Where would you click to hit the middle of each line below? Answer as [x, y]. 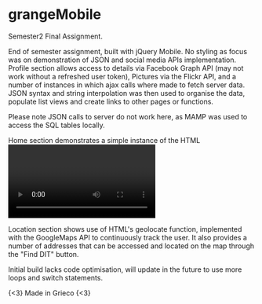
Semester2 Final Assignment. [56, 36]
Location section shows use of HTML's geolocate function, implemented [125, 229]
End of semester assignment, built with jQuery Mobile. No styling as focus [128, 51]
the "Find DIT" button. [44, 254]
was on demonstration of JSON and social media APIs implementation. [122, 60]
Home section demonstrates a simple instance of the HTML [104, 140]
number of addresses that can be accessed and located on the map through [131, 246]
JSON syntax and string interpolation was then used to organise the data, [127, 93]
